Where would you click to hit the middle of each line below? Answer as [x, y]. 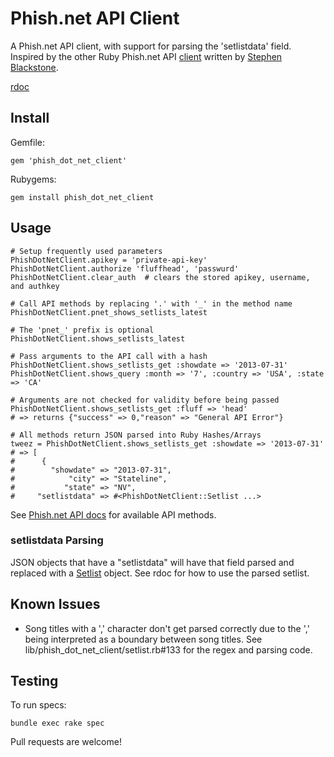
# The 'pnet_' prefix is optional [82, 330]
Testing [34, 681]
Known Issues [55, 604]
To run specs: [38, 705]
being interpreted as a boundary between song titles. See [143, 639]
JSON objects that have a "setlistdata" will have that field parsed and [152, 562]
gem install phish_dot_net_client [82, 197]
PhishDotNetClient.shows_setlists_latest [98, 338]
